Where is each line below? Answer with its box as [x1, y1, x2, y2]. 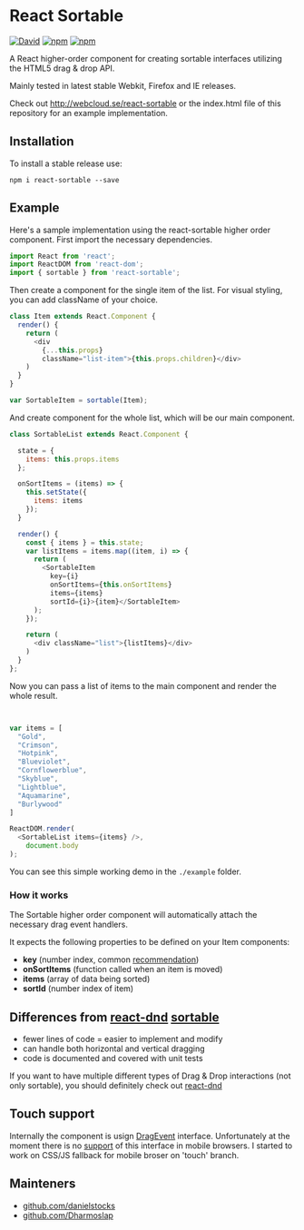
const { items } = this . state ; [25, 537, 144, 547]
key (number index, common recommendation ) [22, 954, 200, 965]
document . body [25, 841, 79, 851]
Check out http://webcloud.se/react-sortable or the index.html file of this [9, 97, 281, 109]
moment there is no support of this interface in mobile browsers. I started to [9, 1140, 293, 1151]
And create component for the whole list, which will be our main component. [9, 412, 295, 423]
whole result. [9, 690, 58, 701]
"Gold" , [17, 732, 47, 741]
